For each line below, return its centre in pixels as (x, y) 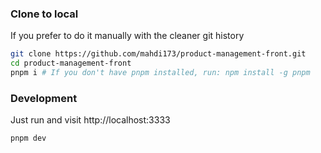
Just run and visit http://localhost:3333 (90, 120)
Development (44, 98)
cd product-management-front (71, 63)
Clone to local (44, 14)
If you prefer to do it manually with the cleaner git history (127, 36)
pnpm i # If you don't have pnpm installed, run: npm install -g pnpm (160, 73)
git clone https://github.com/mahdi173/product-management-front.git (158, 54)
